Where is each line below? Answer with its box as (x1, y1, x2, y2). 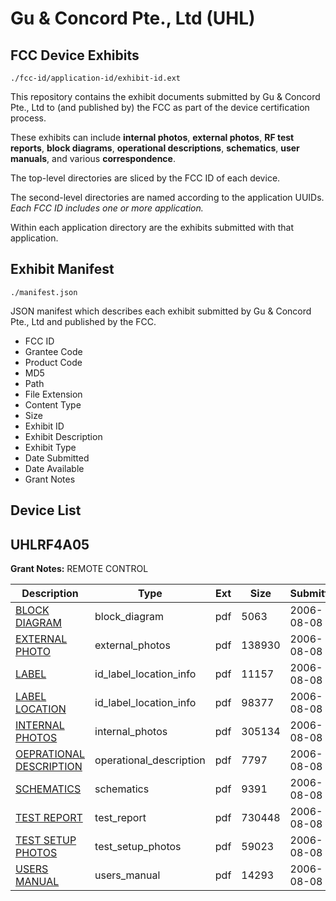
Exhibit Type (24, 441, 77, 453)
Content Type (24, 398, 82, 411)
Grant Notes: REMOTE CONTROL (10, 563, 149, 575)
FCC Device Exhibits (10, 47, 140, 64)
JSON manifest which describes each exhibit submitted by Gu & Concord (10, 305, 312, 317)
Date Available (24, 462, 85, 474)
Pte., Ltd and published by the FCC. (10, 315, 157, 327)
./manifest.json (10, 287, 78, 297)
